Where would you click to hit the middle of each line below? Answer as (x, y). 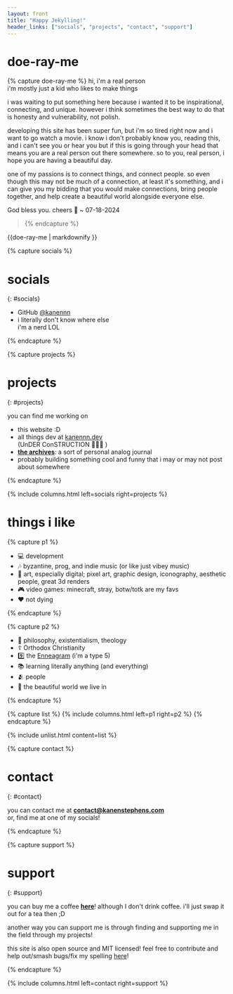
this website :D (39, 430)
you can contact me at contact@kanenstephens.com (86, 810)
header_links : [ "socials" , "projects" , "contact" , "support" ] (100, 27)
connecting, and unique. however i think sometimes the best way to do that (116, 110)
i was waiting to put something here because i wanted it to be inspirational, (115, 102)
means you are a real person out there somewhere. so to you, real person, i (116, 153)
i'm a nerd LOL (39, 327)
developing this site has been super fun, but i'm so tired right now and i (110, 131)
